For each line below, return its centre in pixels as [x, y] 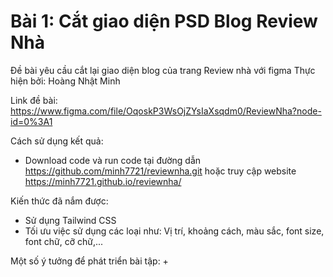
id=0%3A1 [31, 121]
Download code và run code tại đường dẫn [113, 160]
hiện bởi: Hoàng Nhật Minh [65, 81]
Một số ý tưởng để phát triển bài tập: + [89, 261]
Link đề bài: [34, 100]
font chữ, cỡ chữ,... [64, 241]
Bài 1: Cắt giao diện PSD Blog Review [164, 21]
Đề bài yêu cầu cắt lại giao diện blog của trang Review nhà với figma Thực [163, 70]
